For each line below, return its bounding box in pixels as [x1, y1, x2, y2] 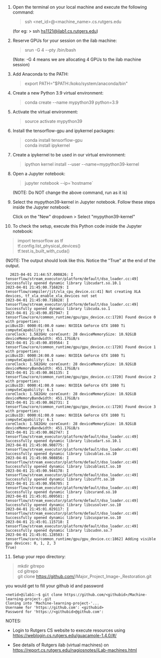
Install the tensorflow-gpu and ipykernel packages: [12, 128, 115, 134]
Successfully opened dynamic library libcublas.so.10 [5, 451, 117, 456]
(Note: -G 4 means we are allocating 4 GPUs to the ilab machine [12, 57, 142, 62]
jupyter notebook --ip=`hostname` [24, 180, 94, 186]
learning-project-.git [5, 597, 52, 601]
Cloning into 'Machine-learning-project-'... [5, 601, 99, 606]
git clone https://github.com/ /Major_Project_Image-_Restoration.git [17, 574, 152, 579]
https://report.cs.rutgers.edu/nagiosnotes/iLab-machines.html [12, 647, 137, 653]
